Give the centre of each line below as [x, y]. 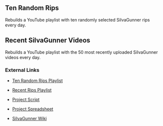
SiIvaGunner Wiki [29, 118]
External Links [22, 70]
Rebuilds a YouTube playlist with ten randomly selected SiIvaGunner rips [77, 20]
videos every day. [23, 57]
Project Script [26, 99]
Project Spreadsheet [33, 109]
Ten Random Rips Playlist [37, 81]
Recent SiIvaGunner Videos [48, 40]
